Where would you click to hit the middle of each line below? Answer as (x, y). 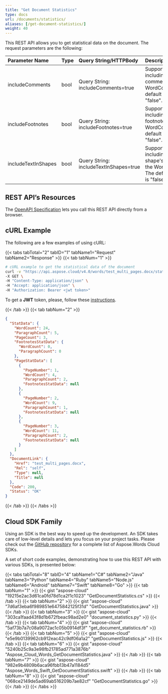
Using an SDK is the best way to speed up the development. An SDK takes (82, 533)
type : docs (16, 15)
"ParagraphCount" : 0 (40, 352)
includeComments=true (106, 88)
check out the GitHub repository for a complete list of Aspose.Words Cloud (82, 544)
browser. (14, 214)
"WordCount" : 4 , (40, 375)
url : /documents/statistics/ (35, 19)
